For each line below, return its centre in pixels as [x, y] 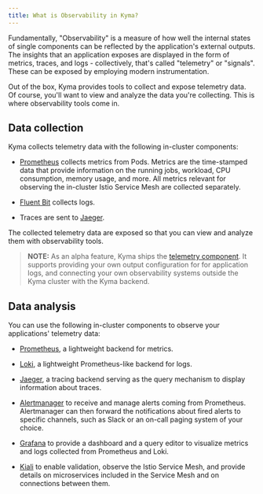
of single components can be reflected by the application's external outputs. [131, 46]
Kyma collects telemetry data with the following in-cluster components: [123, 147]
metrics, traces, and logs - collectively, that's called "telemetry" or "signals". [131, 63]
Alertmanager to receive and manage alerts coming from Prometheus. [132, 403]
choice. [32, 428]
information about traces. [60, 388]
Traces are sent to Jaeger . [62, 218]
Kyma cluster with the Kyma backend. [88, 282]
